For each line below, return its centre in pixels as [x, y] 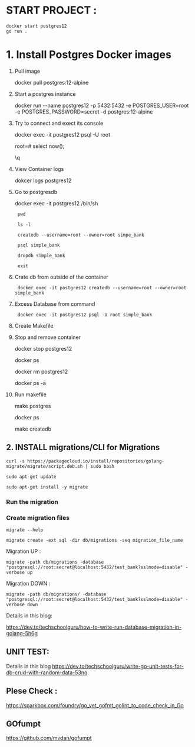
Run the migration [32, 502]
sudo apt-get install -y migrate [47, 487]
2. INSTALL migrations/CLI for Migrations [83, 447]
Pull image [27, 71]
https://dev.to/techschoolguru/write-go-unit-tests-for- [118, 666]
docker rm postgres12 [41, 371]
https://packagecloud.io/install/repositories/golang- [96, 461]
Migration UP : [24, 551]
